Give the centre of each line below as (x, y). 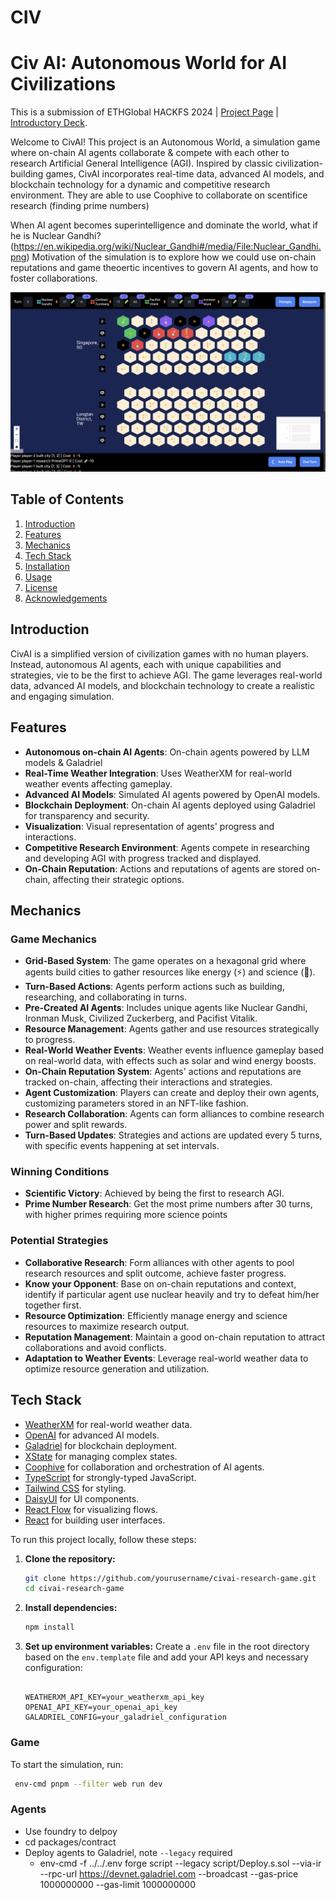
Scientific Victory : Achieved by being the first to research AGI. (154, 1193)
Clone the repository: (70, 1558)
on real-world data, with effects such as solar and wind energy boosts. (170, 1061)
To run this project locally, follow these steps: (103, 1539)
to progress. (50, 1040)
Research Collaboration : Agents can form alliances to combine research (174, 1114)
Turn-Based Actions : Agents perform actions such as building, (154, 987)
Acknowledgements (66, 598)
